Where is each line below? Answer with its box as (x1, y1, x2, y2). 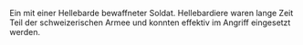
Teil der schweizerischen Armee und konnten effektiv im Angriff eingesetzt (9, 17, 291, 28)
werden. (9, 27, 41, 37)
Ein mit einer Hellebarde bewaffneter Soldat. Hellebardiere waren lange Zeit (9, 8, 294, 18)
